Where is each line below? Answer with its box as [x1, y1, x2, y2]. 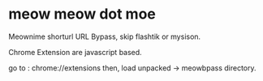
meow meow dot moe [8, 5, 157, 23]
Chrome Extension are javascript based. [8, 47, 142, 57]
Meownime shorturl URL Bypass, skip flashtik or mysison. [8, 32, 201, 41]
